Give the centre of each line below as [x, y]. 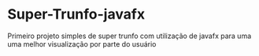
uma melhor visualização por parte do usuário [82, 44]
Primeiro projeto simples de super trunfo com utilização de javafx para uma [129, 36]
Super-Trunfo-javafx [76, 14]
